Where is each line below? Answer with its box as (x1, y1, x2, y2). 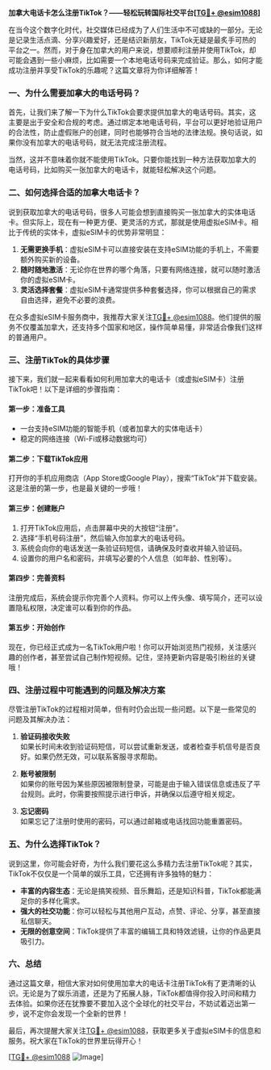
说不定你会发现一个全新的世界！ (22, 1009, 129, 1018)
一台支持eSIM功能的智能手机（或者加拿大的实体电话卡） (19, 424, 207, 434)
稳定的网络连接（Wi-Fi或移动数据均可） (19, 434, 152, 443)
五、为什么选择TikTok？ (8, 839, 102, 850)
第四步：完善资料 (8, 573, 65, 583)
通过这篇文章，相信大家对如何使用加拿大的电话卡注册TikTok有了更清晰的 (8, 978, 250, 988)
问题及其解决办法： (8, 715, 73, 724)
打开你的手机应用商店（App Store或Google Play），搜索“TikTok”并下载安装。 (8, 473, 262, 483)
